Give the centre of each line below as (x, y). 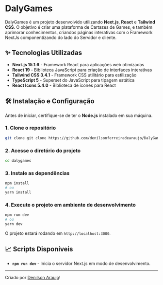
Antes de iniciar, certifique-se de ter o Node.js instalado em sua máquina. (79, 115)
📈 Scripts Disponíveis (39, 249)
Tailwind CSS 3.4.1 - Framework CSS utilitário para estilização (74, 75)
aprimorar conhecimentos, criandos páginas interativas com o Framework (79, 32)
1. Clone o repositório (31, 128)
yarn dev (14, 224)
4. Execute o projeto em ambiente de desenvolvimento (70, 205)
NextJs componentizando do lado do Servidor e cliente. (61, 38)
